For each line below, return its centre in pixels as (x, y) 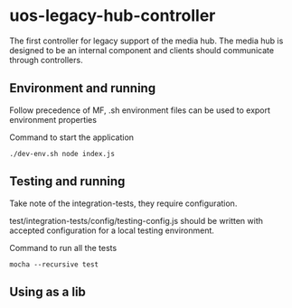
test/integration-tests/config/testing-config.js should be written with (137, 220)
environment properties (53, 119)
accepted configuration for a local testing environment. (112, 230)
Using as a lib (47, 291)
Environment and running (83, 88)
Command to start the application (71, 137)
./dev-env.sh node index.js (62, 154)
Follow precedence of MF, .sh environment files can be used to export (140, 110)
